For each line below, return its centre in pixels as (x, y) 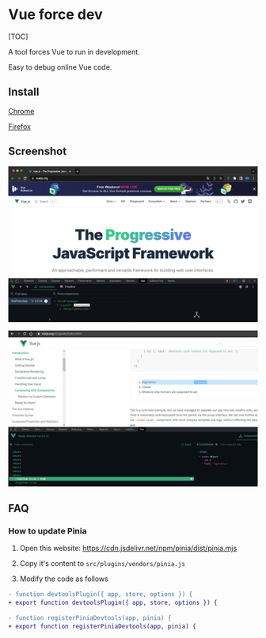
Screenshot (38, 152)
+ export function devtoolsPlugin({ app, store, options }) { (113, 603)
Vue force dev (55, 15)
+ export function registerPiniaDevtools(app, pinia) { (102, 626)
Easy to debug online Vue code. (60, 67)
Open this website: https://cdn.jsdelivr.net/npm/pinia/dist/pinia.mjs (128, 549)
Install (24, 92)
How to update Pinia (47, 530)
